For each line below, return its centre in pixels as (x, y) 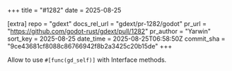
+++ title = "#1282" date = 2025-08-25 (64, 10)
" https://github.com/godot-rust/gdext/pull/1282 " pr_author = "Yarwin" (109, 31)
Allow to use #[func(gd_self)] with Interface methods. (87, 60)
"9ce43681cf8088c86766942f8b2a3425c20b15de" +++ (90, 46)
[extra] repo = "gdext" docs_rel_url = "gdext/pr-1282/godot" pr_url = (107, 24)
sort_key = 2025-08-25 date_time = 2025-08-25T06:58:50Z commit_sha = (116, 39)
